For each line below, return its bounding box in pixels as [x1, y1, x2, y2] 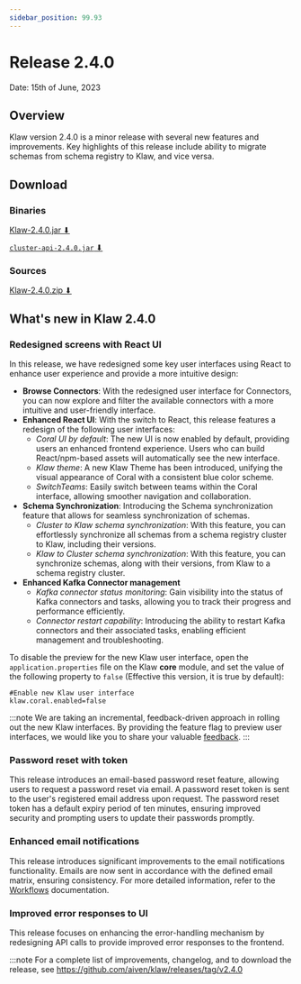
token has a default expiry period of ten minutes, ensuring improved [9, 803, 261, 814]
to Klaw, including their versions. [35, 539, 157, 550]
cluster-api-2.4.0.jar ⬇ [9, 242, 103, 253]
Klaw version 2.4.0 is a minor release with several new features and [9, 132, 260, 142]
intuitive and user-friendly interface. [22, 405, 156, 415]
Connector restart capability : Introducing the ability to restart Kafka [35, 615, 286, 626]
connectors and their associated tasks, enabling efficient [35, 625, 246, 636]
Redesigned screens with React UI [9, 338, 162, 351]
